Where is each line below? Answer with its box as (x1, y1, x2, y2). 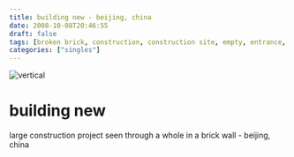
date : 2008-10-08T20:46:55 (9, 21, 109, 30)
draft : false (9, 29, 57, 38)
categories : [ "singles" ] (9, 46, 101, 55)
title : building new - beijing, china (9, 12, 152, 22)
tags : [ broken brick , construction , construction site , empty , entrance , (9, 37, 287, 47)
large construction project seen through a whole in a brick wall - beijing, (9, 130, 271, 141)
